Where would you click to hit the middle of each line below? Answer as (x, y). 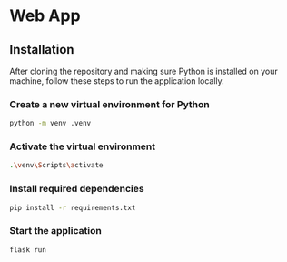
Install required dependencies (77, 189)
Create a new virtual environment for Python (110, 104)
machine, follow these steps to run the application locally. (117, 81)
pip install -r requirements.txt (73, 207)
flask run (28, 250)
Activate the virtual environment (83, 146)
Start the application (55, 231)
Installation (42, 50)
